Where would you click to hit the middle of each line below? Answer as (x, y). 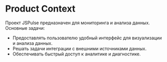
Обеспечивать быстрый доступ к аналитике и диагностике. (76, 54)
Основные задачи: (25, 28)
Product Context (40, 9)
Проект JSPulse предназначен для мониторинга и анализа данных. (77, 23)
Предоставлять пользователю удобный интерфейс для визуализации (87, 38)
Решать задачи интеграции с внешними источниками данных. (79, 48)
